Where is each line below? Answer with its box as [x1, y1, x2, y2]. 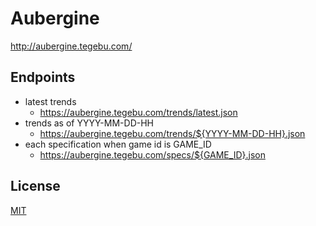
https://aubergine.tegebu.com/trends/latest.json [39, 106, 238, 118]
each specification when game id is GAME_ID [24, 138, 212, 150]
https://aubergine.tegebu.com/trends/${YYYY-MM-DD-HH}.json [39, 127, 306, 139]
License [10, 178, 61, 195]
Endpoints [10, 69, 76, 86]
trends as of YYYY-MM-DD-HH [24, 117, 154, 129]
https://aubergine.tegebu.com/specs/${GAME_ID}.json [39, 148, 266, 161]
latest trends [24, 95, 77, 107]
